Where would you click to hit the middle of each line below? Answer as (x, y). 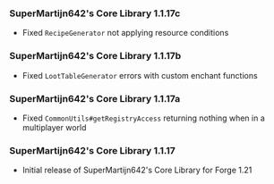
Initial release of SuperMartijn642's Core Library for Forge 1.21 (137, 170)
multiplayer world (54, 127)
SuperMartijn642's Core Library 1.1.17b (95, 56)
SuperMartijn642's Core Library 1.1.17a (95, 98)
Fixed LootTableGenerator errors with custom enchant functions (140, 75)
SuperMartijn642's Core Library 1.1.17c (95, 13)
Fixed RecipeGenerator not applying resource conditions (125, 33)
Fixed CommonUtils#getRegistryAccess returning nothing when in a (144, 118)
